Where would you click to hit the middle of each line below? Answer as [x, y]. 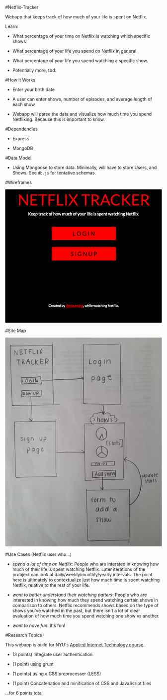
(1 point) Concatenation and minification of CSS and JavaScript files [82, 683]
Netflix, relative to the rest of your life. [51, 585]
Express [21, 138]
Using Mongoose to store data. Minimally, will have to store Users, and [84, 168]
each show [24, 104]
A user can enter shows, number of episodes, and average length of [82, 99]
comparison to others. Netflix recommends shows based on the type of [85, 605]
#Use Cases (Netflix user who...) [39, 554]
